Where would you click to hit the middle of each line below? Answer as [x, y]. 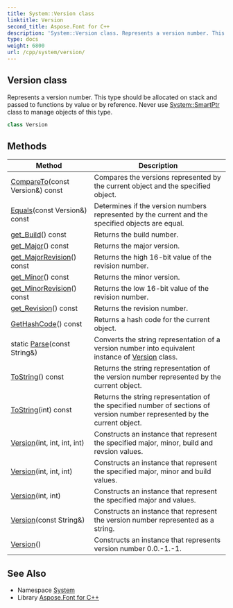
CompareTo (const [40, 182]
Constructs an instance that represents [157, 540]
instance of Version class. [136, 357]
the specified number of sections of [152, 405]
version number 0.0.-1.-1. [138, 549]
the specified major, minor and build [153, 471]
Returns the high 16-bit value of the [153, 257]
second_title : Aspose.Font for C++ [59, 26]
